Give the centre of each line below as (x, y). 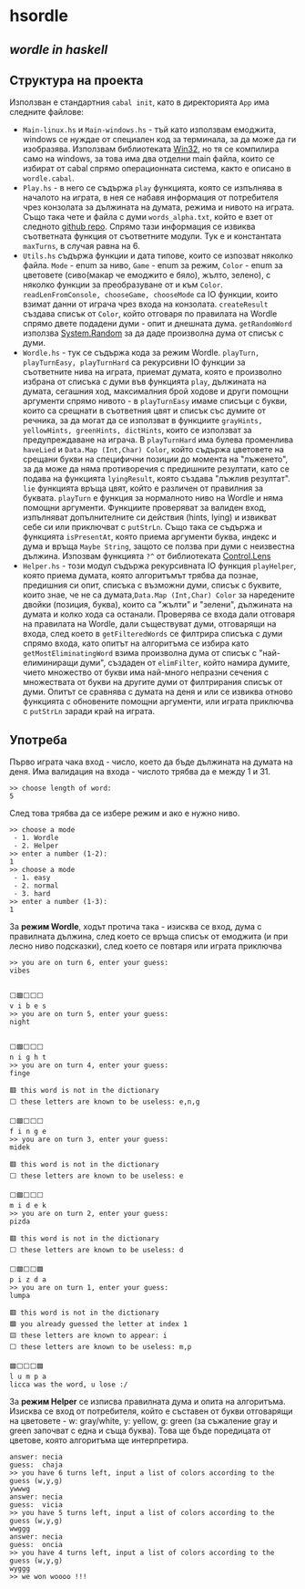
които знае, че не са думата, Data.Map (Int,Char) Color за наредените (159, 595)
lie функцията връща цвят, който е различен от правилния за (143, 488)
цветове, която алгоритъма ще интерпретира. (99, 1440)
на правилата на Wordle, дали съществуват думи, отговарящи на (149, 624)
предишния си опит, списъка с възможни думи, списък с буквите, (152, 586)
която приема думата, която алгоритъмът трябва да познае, (140, 576)
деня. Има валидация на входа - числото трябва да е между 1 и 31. (140, 772)
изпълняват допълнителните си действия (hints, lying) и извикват (150, 517)
